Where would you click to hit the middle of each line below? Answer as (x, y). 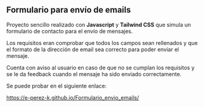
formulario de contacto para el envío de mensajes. (70, 31)
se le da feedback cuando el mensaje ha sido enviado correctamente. (94, 74)
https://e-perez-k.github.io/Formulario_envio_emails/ (73, 97)
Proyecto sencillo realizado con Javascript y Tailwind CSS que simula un (99, 24)
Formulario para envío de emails (69, 10)
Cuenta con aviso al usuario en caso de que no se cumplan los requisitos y (100, 67)
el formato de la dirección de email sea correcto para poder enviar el (93, 49)
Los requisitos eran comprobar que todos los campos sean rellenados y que (102, 43)
